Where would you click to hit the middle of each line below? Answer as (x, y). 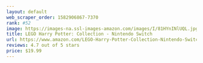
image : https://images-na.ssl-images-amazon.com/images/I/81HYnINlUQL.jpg (102, 28)
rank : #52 (19, 23)
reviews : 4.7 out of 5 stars (43, 46)
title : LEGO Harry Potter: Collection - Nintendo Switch (79, 34)
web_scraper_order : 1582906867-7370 (52, 17)
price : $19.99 (24, 51)
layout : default (27, 12)
